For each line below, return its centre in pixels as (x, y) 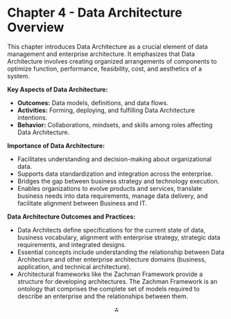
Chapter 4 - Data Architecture (95, 13)
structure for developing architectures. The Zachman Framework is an (117, 281)
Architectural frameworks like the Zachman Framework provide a (110, 274)
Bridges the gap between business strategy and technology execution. (118, 181)
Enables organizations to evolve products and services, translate (110, 188)
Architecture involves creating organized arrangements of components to (112, 61)
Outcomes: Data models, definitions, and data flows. (93, 102)
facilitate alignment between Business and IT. (82, 203)
